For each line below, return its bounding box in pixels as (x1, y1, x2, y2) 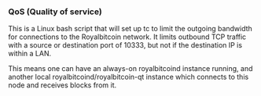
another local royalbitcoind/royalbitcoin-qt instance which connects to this (8, 73, 249, 82)
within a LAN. (8, 49, 52, 59)
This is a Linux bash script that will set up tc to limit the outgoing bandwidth (8, 24, 253, 34)
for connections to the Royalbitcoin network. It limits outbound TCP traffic (8, 32, 247, 41)
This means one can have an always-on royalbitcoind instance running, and (8, 64, 253, 73)
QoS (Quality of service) (8, 6, 102, 17)
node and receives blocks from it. (8, 80, 117, 90)
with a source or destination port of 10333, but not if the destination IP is (8, 41, 242, 50)
